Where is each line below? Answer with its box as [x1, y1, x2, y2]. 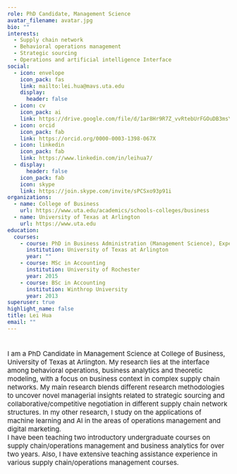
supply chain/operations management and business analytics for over [7, 441, 224, 450]
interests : [7, 30, 39, 37]
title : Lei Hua [7, 312, 52, 320]
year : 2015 [25, 272, 59, 279]
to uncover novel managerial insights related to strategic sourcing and [7, 391, 225, 400]
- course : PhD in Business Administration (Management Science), [20, 240, 217, 247]
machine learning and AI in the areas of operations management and [7, 415, 221, 425]
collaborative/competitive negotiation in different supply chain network [7, 399, 228, 408]
